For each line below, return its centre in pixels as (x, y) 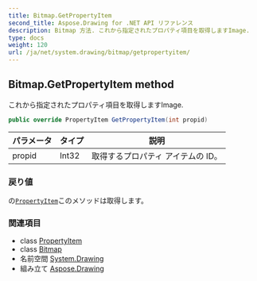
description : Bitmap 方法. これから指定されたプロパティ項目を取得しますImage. (129, 30)
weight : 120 (28, 45)
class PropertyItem (51, 241)
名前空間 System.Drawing (62, 259)
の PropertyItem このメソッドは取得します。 (78, 200)
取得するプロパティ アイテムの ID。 (157, 156)
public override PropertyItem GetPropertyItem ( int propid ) (108, 120)
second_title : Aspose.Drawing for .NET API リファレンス (101, 23)
